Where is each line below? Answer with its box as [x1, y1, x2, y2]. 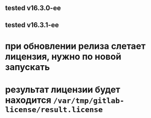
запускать [5, 61, 50, 73]
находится [5, 95, 51, 106]
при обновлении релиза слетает [5, 40, 146, 51]
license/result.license [5, 105, 103, 115]
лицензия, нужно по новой [5, 51, 121, 62]
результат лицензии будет [5, 84, 120, 95]
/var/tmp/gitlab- [53, 96, 125, 106]
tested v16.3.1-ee [5, 21, 59, 29]
